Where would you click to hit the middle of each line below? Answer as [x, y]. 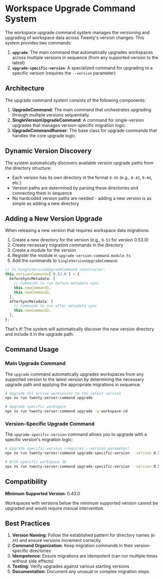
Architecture [25, 88]
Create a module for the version [44, 250]
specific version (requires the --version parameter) [64, 73]
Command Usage [32, 350]
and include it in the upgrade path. [40, 334]
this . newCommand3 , [32, 311]
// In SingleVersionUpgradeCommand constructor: [55, 270]
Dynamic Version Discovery [48, 151]
